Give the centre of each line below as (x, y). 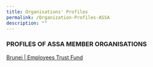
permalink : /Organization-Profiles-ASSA (58, 18)
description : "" (27, 23)
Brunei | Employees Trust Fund (45, 57)
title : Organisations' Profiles (47, 12)
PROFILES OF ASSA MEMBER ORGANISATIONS (76, 44)
